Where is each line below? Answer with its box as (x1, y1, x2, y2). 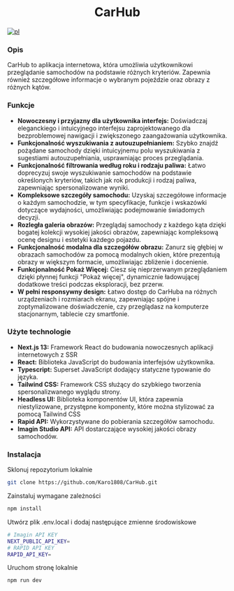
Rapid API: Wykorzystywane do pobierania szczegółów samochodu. (17, 417, 215, 425)
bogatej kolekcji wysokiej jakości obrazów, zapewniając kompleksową (17, 228, 219, 236)
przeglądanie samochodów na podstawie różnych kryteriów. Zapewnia (7, 68, 211, 77)
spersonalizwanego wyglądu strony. (17, 387, 122, 396)
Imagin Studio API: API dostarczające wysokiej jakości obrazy (17, 425, 197, 433)
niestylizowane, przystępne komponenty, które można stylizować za (17, 402, 214, 411)
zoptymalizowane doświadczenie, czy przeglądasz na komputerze (17, 302, 209, 311)
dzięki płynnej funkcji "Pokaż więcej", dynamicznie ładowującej (17, 272, 200, 280)
